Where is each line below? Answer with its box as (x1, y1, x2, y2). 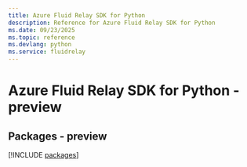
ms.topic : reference (8, 33, 76, 42)
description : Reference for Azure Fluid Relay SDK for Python (8, 19, 216, 27)
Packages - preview (8, 129, 107, 143)
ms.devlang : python (8, 41, 72, 49)
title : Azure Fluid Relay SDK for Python (8, 11, 146, 20)
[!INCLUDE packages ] (8, 151, 79, 159)
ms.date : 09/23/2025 (8, 26, 76, 34)
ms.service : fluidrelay (8, 48, 86, 56)
